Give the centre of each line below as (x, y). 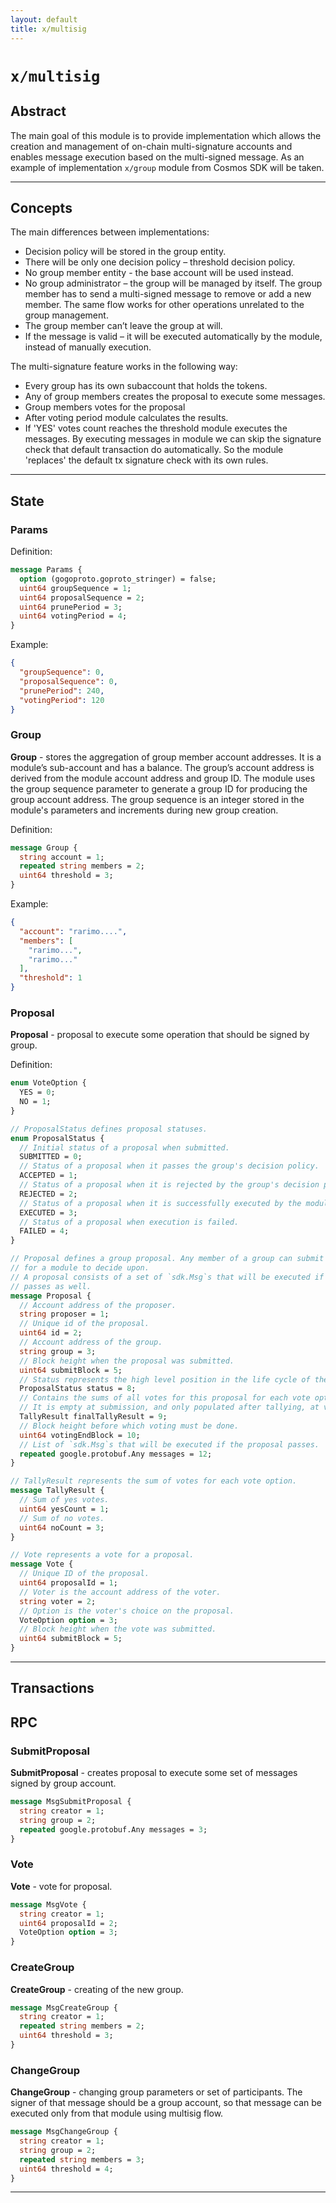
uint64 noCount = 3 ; (62, 1527)
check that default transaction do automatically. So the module (154, 450)
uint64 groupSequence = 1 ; (75, 588)
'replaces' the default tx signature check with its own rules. (146, 460)
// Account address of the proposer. (98, 1305)
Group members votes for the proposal (105, 407)
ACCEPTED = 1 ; (48, 1176)
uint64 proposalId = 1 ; (68, 1583)
